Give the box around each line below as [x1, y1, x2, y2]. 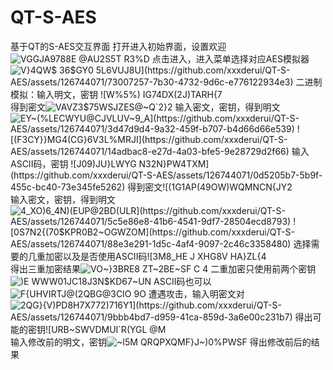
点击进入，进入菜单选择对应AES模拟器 [151, 52, 310, 65]
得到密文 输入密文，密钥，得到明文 [10, 101, 281, 113]
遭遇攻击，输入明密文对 [148, 287, 245, 300]
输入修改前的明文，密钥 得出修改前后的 [10, 336, 312, 348]
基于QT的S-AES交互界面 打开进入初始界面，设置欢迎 [10, 40, 227, 52]
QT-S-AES [10, 6, 97, 29]
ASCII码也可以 [153, 275, 212, 287]
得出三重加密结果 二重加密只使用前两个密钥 [10, 262, 317, 275]
